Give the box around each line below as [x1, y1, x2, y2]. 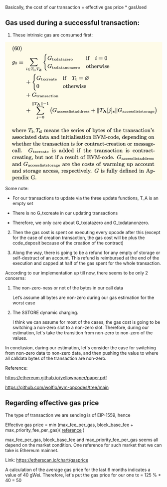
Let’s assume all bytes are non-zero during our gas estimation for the [12, 294, 155, 300]
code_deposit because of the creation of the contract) [12, 240, 124, 246]
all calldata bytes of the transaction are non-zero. [5, 355, 107, 361]
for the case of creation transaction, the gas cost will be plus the [12, 235, 145, 241]
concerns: [5, 275, 26, 281]
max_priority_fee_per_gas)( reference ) [5, 427, 85, 433]
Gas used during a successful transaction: [5, 18, 140, 27]
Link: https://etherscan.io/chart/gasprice [5, 457, 89, 463]
